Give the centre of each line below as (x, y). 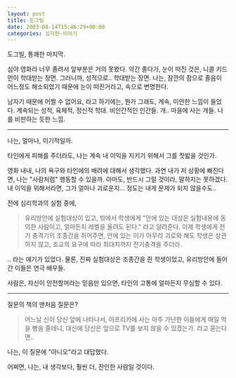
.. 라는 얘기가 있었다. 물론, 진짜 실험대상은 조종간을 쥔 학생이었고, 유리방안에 (111, 259)
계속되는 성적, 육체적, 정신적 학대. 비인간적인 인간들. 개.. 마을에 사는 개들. (116, 110)
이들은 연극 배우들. (40, 268)
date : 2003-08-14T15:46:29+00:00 (56, 27)
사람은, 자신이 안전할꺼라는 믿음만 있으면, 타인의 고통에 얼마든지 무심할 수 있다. (115, 283)
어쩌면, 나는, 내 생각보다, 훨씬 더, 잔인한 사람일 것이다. (81, 367)
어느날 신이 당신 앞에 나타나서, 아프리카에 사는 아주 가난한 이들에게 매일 (122, 320)
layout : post (26, 14)
